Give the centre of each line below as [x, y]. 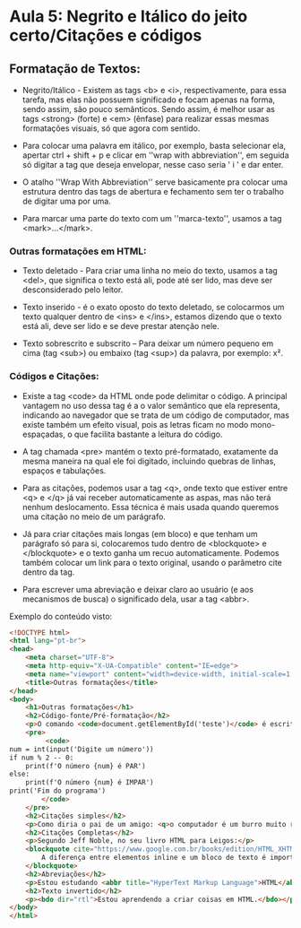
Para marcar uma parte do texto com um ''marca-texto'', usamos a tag [152, 218]
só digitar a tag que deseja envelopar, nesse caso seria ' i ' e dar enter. [153, 165]
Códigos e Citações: [55, 377]
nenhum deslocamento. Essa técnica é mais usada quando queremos [150, 507]
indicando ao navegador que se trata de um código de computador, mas [155, 415]
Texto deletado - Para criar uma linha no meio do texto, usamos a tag [150, 271]
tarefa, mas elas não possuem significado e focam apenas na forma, [149, 100]
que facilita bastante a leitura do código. [149, 434]
